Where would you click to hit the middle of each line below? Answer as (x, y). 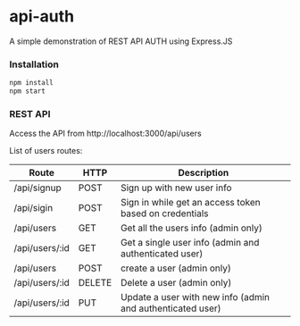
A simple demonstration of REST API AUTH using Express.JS (121, 41)
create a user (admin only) (176, 268)
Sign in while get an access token (190, 203)
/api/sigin (33, 208)
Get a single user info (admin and (190, 243)
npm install (31, 83)
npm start (28, 91)
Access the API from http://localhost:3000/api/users (106, 134)
